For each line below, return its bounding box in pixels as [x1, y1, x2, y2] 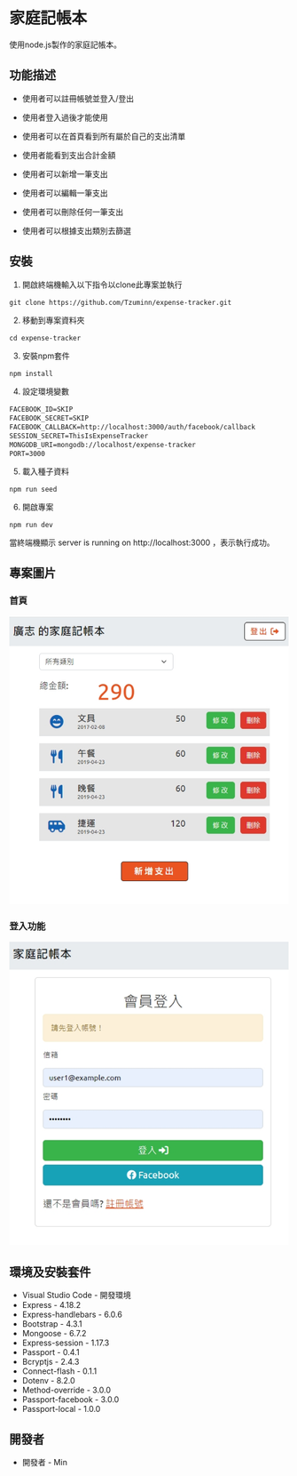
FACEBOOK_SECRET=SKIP [9, 413, 90, 422]
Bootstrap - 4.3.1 [21, 1319, 82, 1329]
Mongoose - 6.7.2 [21, 1328, 87, 1339]
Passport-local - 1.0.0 [21, 1404, 101, 1415]
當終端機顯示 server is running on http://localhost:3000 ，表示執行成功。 [9, 537, 275, 548]
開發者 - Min [21, 1457, 68, 1468]
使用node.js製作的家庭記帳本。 [9, 39, 122, 50]
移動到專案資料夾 [21, 315, 85, 325]
